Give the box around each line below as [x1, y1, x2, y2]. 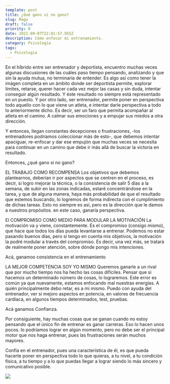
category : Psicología [5, 41, 51, 46]
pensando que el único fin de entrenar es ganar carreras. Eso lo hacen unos [5, 321, 164, 327]
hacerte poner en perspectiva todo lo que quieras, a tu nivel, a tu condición [5, 352, 162, 359]
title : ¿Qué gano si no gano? [5, 12, 70, 17]
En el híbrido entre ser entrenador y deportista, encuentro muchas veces [5, 64, 157, 70]
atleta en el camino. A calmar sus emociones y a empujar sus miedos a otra [5, 112, 163, 119]
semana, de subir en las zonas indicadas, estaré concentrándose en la [5, 185, 153, 191]
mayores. [5, 337, 25, 343]
